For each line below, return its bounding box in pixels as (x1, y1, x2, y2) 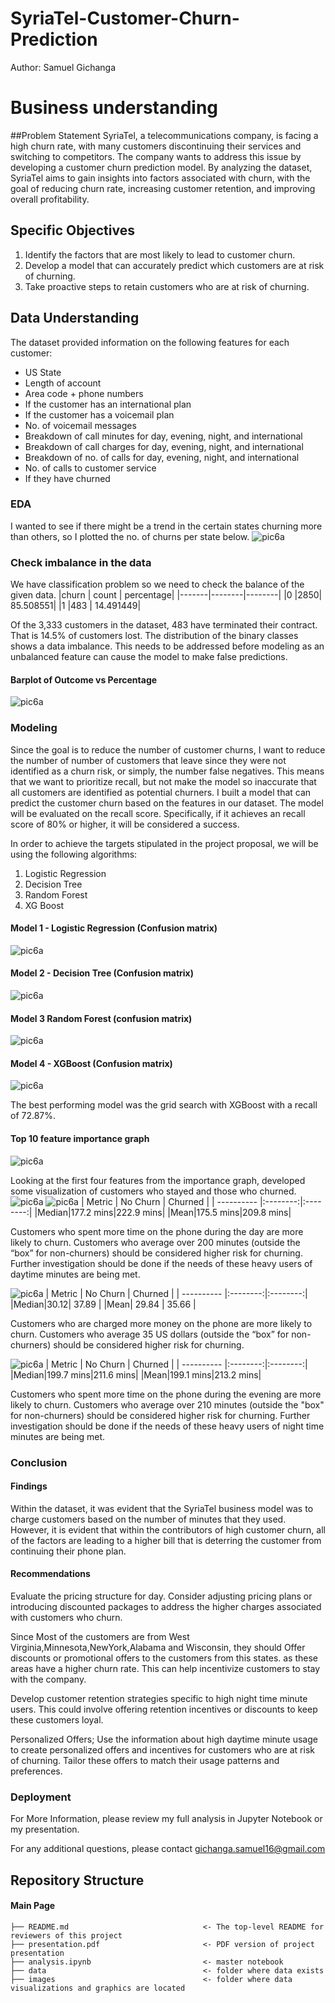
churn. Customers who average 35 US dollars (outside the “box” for (10, 1328, 290, 1340)
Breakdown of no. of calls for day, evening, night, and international (24, 451, 300, 463)
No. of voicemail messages (24, 419, 137, 431)
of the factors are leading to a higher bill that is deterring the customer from (10, 1534, 322, 1546)
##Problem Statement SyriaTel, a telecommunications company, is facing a (10, 129, 319, 141)
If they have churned (24, 472, 111, 484)
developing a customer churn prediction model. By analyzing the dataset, (10, 161, 313, 173)
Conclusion (10, 1455, 68, 1469)
